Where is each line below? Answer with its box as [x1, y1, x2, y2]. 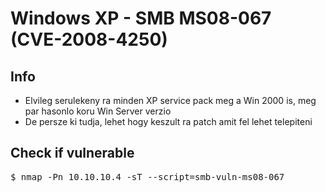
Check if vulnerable [10, 145, 135, 162]
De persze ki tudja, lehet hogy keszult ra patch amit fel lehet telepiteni [24, 116, 313, 127]
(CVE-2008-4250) [10, 28, 168, 51]
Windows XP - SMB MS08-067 [10, 7, 272, 30]
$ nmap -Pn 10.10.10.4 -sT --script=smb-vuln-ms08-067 [10, 171, 285, 182]
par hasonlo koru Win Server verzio [24, 105, 172, 117]
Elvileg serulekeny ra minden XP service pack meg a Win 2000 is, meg [24, 95, 317, 106]
